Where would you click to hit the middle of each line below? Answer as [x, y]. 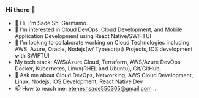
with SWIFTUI [32, 56]
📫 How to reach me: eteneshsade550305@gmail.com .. [85, 89]
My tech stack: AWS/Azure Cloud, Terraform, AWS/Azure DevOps [97, 62]
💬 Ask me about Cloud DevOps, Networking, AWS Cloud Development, [104, 75]
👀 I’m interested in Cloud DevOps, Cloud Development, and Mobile [98, 29]
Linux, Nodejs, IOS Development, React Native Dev [79, 81]
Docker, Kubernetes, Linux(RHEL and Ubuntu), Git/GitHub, [88, 69]
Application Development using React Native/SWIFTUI [83, 36]
